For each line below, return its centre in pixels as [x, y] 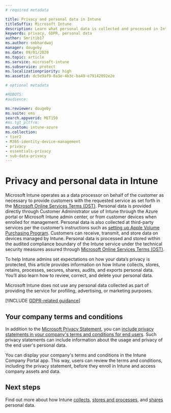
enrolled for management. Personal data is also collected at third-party [79, 222]
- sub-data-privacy [26, 156]
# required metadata [27, 10]
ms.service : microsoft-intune [37, 62]
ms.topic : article [25, 57]
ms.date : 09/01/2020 [27, 52]
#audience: [17, 99]
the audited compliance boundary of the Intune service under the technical [84, 244]
